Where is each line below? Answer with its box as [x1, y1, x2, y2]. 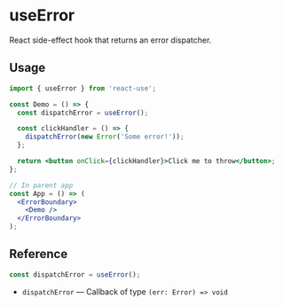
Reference [9, 247, 68, 262]
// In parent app [9, 181, 74, 190]
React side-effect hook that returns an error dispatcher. [9, 35, 212, 45]
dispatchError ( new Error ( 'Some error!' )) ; [25, 132, 185, 142]
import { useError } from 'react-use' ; [9, 83, 157, 93]
